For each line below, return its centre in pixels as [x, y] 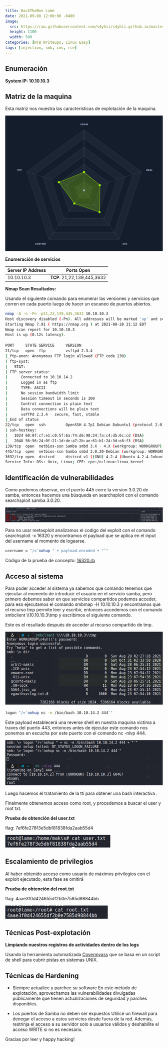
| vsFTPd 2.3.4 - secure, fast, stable [52, 414]
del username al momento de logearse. [45, 541]
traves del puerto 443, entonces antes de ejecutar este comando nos [76, 727]
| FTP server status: [28, 372]
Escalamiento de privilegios [49, 862]
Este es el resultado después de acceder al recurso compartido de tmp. [79, 625]
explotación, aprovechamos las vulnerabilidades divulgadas [74, 993]
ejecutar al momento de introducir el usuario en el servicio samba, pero [79, 594]
